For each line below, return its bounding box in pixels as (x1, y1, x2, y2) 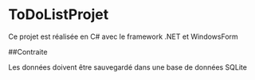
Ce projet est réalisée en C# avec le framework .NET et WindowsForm (8, 32, 239, 41)
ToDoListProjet (8, 6, 109, 24)
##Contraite (8, 47, 48, 56)
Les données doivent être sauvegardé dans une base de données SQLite (8, 62, 247, 72)
